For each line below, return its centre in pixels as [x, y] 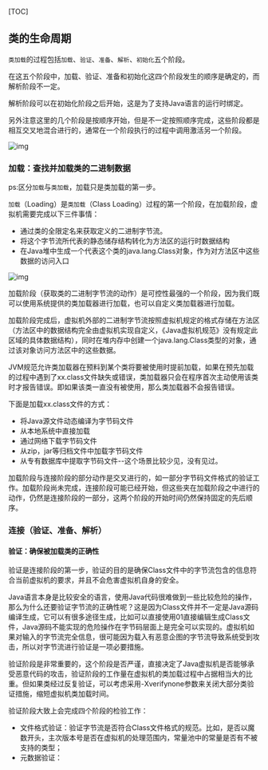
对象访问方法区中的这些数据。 [71, 350]
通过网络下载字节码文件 [58, 441]
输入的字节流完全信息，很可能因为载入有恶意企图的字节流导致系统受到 [137, 637]
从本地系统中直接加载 [55, 431]
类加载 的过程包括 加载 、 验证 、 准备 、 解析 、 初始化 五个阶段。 [99, 59]
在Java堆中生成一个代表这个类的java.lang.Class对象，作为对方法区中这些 [140, 251]
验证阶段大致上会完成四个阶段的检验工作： [78, 711]
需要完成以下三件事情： [61, 214]
